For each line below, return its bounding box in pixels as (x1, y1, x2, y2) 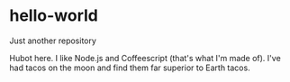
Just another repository (9, 35, 97, 46)
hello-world (9, 5, 99, 26)
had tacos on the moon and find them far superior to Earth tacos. (9, 62, 250, 73)
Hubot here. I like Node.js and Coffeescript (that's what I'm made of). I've (9, 52, 281, 63)
